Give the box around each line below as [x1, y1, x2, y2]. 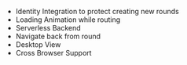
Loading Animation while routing [15, 15, 121, 24]
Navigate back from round [15, 31, 101, 41]
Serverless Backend [15, 23, 81, 32]
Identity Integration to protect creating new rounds [15, 7, 179, 16]
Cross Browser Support [15, 49, 92, 57]
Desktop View [15, 40, 61, 49]
